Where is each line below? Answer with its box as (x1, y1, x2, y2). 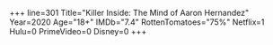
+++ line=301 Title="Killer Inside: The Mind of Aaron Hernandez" (9, 8, 250, 18)
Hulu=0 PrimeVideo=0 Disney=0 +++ (9, 26, 147, 36)
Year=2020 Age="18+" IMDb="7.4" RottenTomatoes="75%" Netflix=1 (9, 17, 265, 27)
